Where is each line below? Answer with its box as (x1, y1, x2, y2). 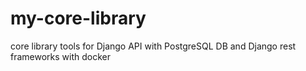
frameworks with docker (10, 50, 111, 62)
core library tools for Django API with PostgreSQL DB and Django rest (10, 40, 297, 52)
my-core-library (10, 7, 147, 30)
